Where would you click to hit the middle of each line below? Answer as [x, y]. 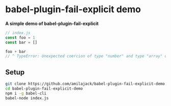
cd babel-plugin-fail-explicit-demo [44, 89]
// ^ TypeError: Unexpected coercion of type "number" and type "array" [84, 56]
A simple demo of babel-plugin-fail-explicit [52, 23]
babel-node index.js [27, 98]
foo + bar [16, 51]
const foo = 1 [20, 37]
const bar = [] [21, 42]
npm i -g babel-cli [26, 93]
